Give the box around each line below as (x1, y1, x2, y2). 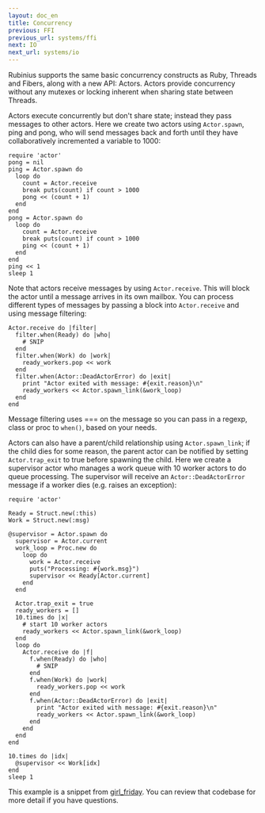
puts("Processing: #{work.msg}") (28, 565, 140, 573)
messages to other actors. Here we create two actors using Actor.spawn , (8, 120, 244, 128)
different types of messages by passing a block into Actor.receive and (8, 301, 240, 309)
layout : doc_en (8, 11, 59, 20)
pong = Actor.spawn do (8, 214, 83, 222)
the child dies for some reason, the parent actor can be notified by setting (8, 447, 248, 456)
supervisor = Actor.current (15, 537, 108, 545)
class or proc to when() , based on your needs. (8, 423, 157, 432)
